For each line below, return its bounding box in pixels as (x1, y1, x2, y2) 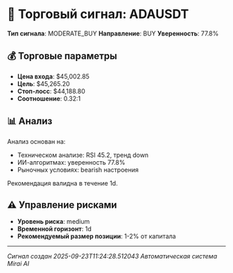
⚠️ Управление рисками (7, 199, 117, 210)
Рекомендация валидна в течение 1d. (7, 179, 118, 187)
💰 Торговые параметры (7, 50, 118, 62)
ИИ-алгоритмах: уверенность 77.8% (17, 158, 126, 166)
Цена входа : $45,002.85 (17, 72, 90, 81)
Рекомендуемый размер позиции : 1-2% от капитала (17, 232, 176, 240)
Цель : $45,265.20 (17, 79, 71, 88)
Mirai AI (7, 260, 30, 268)
